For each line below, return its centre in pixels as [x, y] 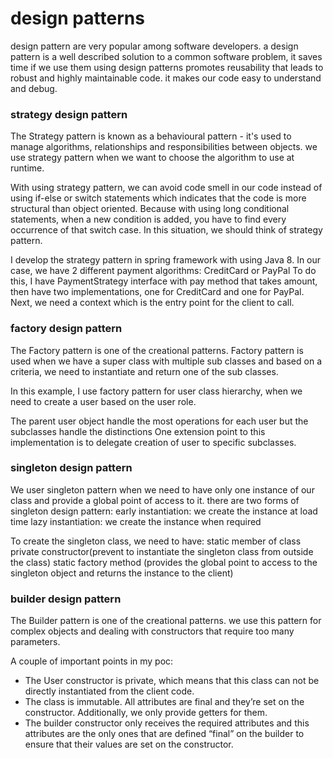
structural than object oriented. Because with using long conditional [150, 209]
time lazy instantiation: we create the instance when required [136, 521]
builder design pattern [66, 599]
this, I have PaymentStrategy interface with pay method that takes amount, [164, 281]
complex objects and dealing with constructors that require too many [152, 631]
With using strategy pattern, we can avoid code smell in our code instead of [166, 188]
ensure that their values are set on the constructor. [129, 744]
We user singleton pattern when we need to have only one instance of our [162, 489]
